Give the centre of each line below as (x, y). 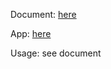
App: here (31, 33)
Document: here (43, 14)
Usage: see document (56, 53)
